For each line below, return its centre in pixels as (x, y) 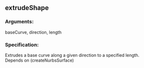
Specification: (22, 44)
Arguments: (19, 22)
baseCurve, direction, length (33, 32)
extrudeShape (27, 8)
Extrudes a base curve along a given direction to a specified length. (72, 55)
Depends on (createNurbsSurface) (39, 60)
